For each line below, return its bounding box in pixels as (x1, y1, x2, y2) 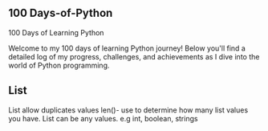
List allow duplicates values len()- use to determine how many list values (8, 104, 249, 115)
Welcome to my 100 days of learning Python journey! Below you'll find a (8, 43, 246, 53)
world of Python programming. (8, 60, 110, 70)
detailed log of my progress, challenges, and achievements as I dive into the (8, 51, 260, 61)
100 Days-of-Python (8, 6, 113, 20)
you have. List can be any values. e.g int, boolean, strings (8, 113, 198, 123)
